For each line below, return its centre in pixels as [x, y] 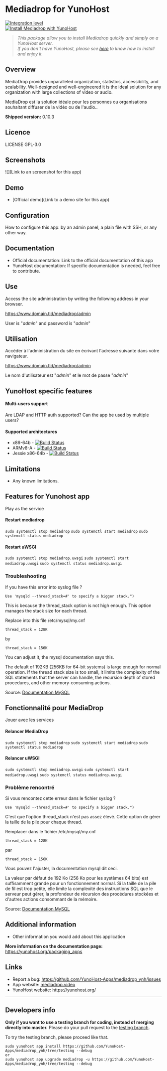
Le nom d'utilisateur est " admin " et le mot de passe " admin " [67, 375]
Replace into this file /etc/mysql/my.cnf [45, 620]
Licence [18, 132]
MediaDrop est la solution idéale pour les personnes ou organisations [76, 102]
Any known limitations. [36, 481]
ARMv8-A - [24, 448]
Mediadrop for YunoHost [57, 9]
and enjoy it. [30, 54]
